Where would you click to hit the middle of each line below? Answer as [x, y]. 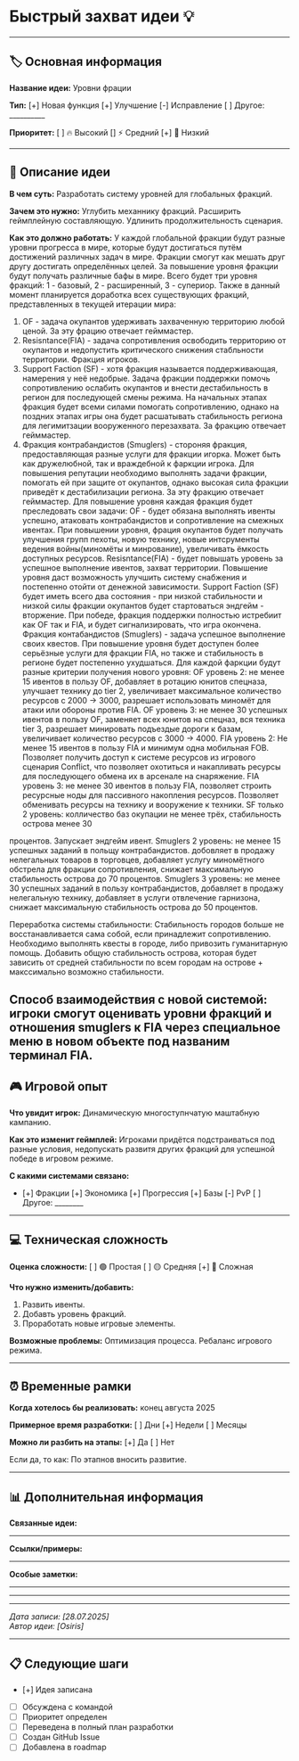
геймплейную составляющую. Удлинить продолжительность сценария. [146, 220]
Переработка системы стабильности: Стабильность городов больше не [147, 924]
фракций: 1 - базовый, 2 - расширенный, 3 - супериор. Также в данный [145, 285]
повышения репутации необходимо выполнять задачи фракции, [145, 473]
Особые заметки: [44, 1575]
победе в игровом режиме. [61, 1158]
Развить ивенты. [53, 1304]
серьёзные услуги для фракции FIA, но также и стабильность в [143, 653]
